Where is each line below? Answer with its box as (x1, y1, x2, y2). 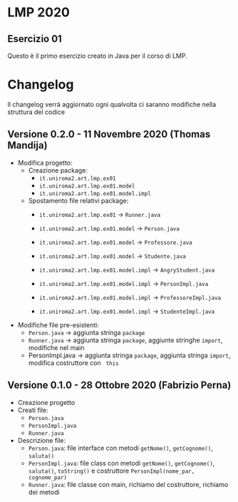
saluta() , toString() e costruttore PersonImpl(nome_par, (28, 466, 195, 475)
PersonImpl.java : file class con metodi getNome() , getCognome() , (28, 459, 215, 467)
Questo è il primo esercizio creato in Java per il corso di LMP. (7, 51, 187, 60)
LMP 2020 (7, 4, 70, 21)
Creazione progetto (17, 398, 76, 406)
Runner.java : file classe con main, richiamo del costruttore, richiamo (28, 480, 229, 488)
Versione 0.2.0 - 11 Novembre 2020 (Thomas (7, 128, 211, 140)
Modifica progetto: (17, 158, 73, 167)
